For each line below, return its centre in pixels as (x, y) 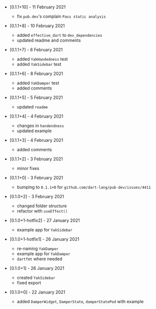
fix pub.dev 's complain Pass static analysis (61, 16)
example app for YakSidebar (45, 230)
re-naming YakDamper (38, 248)
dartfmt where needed (39, 259)
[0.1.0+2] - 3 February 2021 (37, 196)
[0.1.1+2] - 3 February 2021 (36, 159)
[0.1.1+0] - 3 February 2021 (36, 178)
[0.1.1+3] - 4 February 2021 (36, 140)
